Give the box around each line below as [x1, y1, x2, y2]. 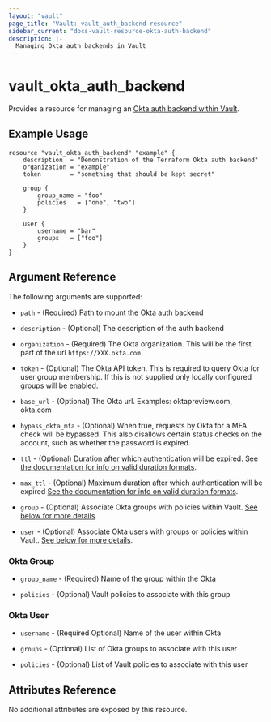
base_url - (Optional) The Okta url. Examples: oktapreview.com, [19, 396, 233, 406]
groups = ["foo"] [37, 234, 104, 242]
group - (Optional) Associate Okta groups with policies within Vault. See [19, 502, 259, 512]
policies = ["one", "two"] [37, 198, 136, 207]
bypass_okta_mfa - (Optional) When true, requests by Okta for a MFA [19, 420, 248, 430]
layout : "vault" [8, 11, 63, 20]
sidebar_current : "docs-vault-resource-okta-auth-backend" [8, 27, 212, 35]
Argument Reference [8, 270, 116, 284]
